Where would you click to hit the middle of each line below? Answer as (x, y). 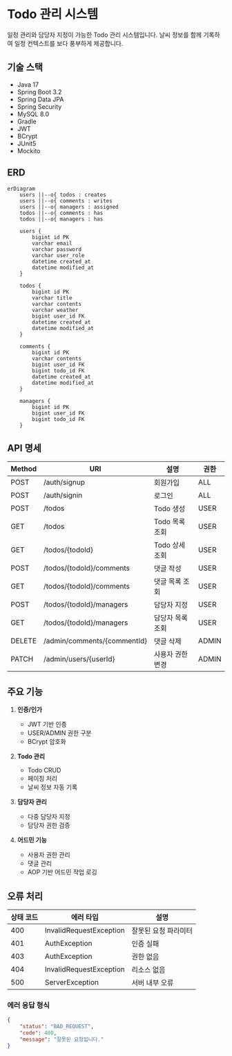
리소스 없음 (148, 970)
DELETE (23, 641)
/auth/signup (64, 483)
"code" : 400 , (38, 1033)
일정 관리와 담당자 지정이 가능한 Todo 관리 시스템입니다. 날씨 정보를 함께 (105, 35)
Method (24, 469)
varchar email (52, 243)
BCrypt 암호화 (47, 742)
